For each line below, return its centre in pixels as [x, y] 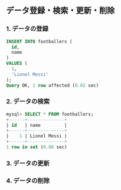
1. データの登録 [27, 29]
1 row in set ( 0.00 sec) [37, 147]
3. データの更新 [28, 163]
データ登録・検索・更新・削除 [60, 11]
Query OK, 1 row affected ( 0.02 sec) [53, 85]
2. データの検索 [28, 101]
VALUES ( [17, 64]
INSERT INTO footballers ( [39, 41]
